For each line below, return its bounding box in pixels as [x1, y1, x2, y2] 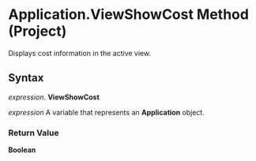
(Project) [8, 22, 67, 40]
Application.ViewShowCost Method [8, 6, 249, 24]
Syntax [8, 71, 44, 84]
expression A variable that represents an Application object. [8, 107, 205, 117]
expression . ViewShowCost [8, 92, 100, 102]
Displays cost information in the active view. [8, 48, 152, 58]
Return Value [8, 127, 59, 138]
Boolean [8, 145, 36, 155]
